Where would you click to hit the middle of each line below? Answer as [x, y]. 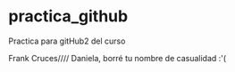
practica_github [68, 16]
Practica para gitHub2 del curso [67, 41]
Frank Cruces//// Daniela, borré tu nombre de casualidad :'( [117, 58]
